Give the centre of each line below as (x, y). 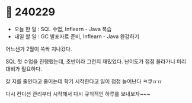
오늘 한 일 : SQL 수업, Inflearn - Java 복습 (63, 29)
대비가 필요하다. (24, 69)
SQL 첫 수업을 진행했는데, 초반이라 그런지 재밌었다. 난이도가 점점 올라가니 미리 (96, 61)
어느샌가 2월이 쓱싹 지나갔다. (39, 49)
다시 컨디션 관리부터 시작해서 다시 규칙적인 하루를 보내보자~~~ (78, 94)
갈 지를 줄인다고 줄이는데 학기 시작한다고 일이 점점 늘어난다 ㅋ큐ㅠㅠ (84, 81)
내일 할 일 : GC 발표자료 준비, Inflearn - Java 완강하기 (77, 36)
